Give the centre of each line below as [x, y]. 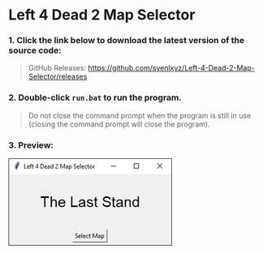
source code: [35, 50]
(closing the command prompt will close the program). [119, 124]
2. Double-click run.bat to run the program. [95, 97]
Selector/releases [58, 77]
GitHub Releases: [57, 68]
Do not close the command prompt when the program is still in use [140, 115]
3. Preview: [31, 145]
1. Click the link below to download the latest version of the [127, 41]
